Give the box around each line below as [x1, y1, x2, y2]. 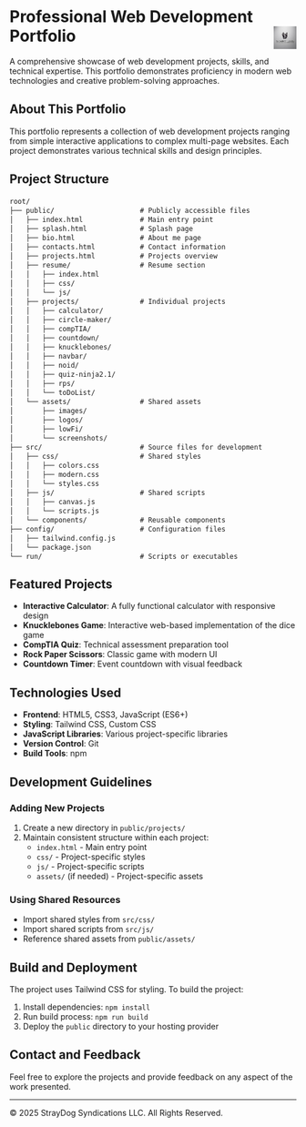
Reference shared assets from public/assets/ [22, 933, 196, 944]
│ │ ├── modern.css [9, 470, 100, 479]
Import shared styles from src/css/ [22, 914, 156, 925]
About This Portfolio [9, 102, 127, 117]
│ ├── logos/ [9, 415, 84, 424]
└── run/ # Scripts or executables [9, 552, 239, 561]
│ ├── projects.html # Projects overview [9, 251, 219, 260]
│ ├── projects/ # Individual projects [9, 297, 226, 306]
